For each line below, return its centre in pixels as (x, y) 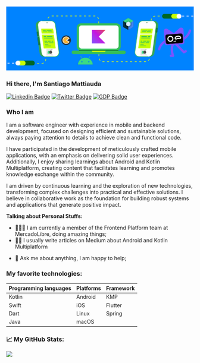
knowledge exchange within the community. (60, 174)
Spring (114, 313)
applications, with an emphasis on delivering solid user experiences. (90, 156)
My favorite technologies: (44, 274)
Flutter (114, 305)
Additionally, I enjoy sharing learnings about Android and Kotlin (83, 162)
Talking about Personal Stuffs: (44, 216)
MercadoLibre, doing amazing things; (61, 234)
